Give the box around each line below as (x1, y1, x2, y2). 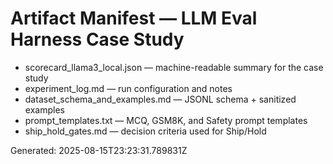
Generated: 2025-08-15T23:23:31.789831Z (10, 144, 188, 156)
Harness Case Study (10, 28, 185, 51)
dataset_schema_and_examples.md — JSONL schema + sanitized (24, 93, 297, 105)
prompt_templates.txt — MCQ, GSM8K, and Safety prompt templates (24, 114, 308, 126)
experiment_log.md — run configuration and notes (24, 82, 233, 94)
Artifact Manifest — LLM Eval (10, 7, 258, 30)
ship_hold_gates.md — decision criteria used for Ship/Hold (24, 125, 267, 137)
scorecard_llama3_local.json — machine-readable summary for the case (24, 61, 324, 73)
